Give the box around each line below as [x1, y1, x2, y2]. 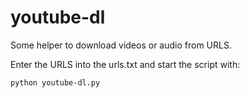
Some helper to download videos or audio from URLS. [10, 39, 232, 51]
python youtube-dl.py [10, 77, 101, 88]
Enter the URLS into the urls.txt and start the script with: [10, 58, 241, 70]
